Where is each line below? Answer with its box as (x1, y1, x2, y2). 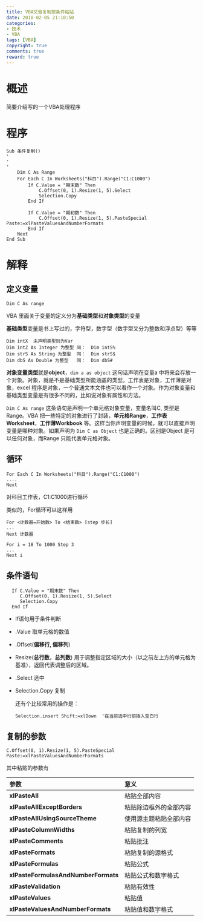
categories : (6, 20, 36, 26)
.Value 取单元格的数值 (14, 628, 69, 636)
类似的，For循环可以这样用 (6, 506, 73, 513)
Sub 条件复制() (6, 148, 41, 154)
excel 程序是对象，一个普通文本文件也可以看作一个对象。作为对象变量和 (16, 384, 196, 391)
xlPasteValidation (9, 882, 60, 891)
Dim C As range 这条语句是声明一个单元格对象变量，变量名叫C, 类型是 (6, 404, 180, 412)
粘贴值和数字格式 (124, 905, 173, 914)
